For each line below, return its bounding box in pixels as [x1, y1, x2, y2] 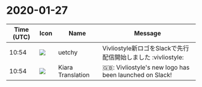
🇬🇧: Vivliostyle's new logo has [102, 63, 190, 71]
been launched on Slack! [102, 70, 173, 79]
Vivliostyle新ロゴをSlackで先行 [102, 44, 189, 52]
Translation [58, 70, 90, 79]
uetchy [58, 48, 78, 56]
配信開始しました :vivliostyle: [102, 53, 185, 61]
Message [134, 29, 161, 37]
